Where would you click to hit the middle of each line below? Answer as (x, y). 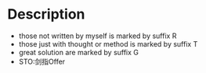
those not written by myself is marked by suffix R (98, 36)
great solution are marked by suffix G (78, 52)
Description (46, 14)
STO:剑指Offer (42, 61)
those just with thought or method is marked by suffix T (108, 43)
